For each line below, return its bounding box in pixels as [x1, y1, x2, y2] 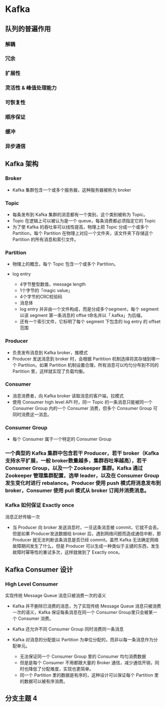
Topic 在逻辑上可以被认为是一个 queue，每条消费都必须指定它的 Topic [12, 217, 156, 223]
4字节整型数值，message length [19, 281, 86, 287]
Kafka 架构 [5, 160, 39, 168]
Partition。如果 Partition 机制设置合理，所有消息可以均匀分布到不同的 [18, 362, 159, 368]
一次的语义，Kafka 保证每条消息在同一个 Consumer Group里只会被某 [12, 609, 153, 615]
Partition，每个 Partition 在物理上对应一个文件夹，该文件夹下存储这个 [12, 230, 154, 236]
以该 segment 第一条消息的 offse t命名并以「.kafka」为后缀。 [19, 312, 145, 318]
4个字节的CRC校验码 [19, 294, 63, 300]
